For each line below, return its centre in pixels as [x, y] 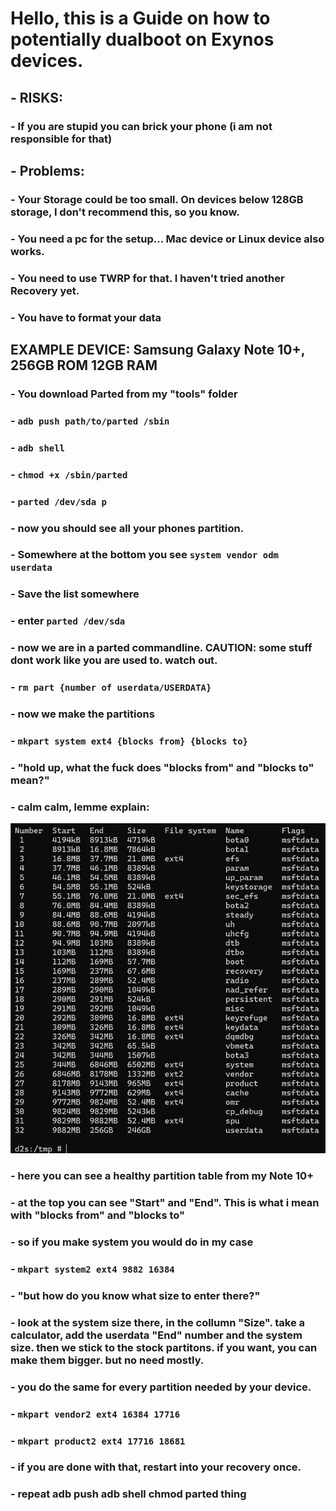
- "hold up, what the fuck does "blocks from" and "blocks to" [162, 767]
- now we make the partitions [82, 714]
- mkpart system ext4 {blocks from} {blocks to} [129, 740]
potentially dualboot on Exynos [142, 39]
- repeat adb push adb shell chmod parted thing [128, 1494]
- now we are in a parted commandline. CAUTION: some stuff [161, 648]
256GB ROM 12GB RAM [84, 365]
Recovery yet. [45, 290]
